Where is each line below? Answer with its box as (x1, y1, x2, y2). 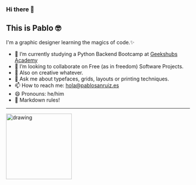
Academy (14, 57, 38, 64)
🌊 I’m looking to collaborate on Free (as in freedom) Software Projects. (14, 62, 184, 69)
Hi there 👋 (6, 5, 35, 13)
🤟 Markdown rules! (14, 96, 60, 103)
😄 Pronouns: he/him (14, 90, 64, 97)
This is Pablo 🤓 (6, 23, 61, 33)
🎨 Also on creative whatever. (14, 69, 83, 76)
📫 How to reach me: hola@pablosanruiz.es (14, 82, 120, 89)
